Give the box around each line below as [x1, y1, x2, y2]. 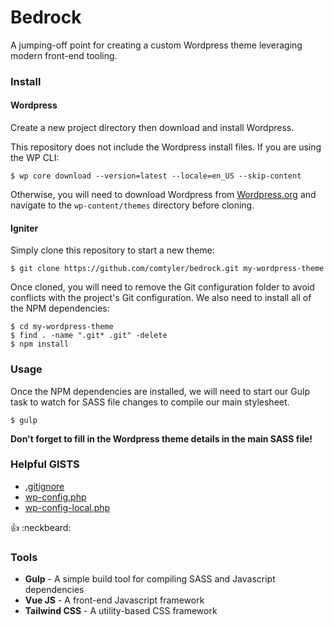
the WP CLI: [10, 152, 60, 164]
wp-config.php [24, 491, 87, 503]
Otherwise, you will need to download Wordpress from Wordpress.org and [10, 189, 317, 201]
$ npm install [10, 339, 70, 350]
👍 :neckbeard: [10, 521, 72, 533]
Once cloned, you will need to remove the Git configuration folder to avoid [10, 281, 315, 293]
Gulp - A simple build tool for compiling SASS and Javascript [24, 573, 276, 585]
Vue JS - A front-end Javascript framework [24, 594, 205, 606]
